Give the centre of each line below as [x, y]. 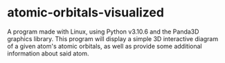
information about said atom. [48, 53]
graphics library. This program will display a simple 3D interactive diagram [113, 38]
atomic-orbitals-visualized [86, 13]
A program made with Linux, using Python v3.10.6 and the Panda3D [103, 32]
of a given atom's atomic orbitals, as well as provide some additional [105, 46]
